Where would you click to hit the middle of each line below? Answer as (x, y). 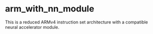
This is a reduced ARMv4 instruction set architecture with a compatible (76, 22)
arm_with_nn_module (50, 9)
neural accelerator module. (32, 27)
